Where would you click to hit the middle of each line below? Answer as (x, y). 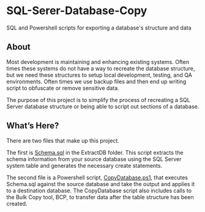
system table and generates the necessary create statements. (84, 165)
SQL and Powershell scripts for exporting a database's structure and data (99, 28)
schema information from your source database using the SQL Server (94, 159)
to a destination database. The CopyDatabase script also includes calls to (99, 190)
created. (17, 203)
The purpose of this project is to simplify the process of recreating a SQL (99, 100)
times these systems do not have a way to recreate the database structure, (101, 68)
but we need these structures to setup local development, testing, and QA (99, 75)
